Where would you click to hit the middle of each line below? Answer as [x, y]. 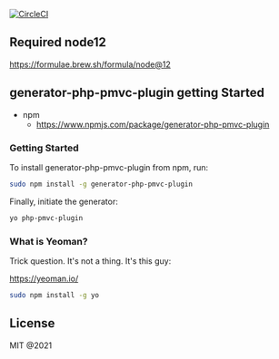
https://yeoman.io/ [44, 278]
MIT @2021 [31, 345]
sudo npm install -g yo [55, 295]
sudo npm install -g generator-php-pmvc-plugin [101, 184]
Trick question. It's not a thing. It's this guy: [90, 261]
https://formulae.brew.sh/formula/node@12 [90, 64]
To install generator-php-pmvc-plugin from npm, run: [109, 167]
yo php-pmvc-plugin [46, 218]
